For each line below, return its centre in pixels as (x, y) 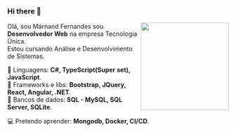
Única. (17, 41)
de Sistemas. (26, 56)
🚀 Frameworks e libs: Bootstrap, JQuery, (67, 85)
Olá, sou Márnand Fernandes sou (55, 27)
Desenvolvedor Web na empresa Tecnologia (72, 34)
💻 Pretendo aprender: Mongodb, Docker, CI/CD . (78, 121)
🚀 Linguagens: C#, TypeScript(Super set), (69, 70)
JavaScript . (25, 77)
